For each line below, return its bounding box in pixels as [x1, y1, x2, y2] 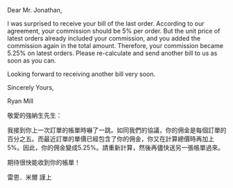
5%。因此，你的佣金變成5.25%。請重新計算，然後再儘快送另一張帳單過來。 [7, 143, 225, 152]
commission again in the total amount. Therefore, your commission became [7, 42, 224, 49]
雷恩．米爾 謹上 [7, 173, 52, 181]
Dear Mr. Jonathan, [7, 6, 63, 14]
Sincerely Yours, [7, 84, 54, 91]
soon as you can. [7, 56, 57, 65]
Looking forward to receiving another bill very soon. [7, 70, 156, 78]
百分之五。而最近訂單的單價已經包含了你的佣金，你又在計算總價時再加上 [7, 135, 214, 143]
